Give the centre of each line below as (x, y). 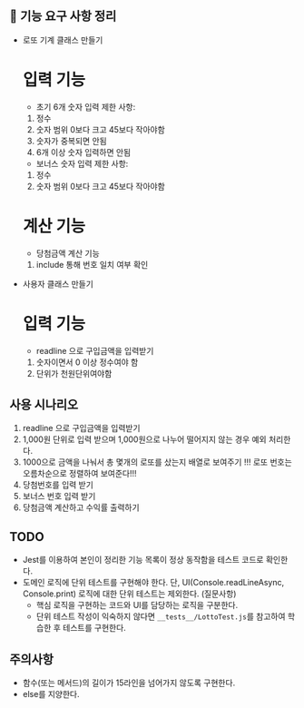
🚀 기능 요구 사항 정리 (63, 16)
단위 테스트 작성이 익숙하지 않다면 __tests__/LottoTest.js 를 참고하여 (161, 616)
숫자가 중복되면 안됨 (71, 141)
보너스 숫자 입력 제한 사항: (82, 163)
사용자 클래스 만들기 (58, 283)
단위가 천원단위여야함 (74, 373)
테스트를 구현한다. (95, 628)
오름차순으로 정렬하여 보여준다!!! (80, 474)
